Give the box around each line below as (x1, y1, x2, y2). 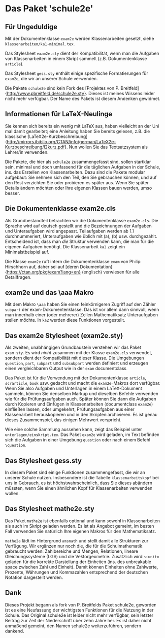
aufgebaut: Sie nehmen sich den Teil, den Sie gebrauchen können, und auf (5, 174, 157, 180)
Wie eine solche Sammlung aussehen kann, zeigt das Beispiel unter (5, 427, 142, 433)
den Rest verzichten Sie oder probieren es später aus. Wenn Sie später (5, 179, 149, 185)
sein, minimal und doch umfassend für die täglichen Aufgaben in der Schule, (5, 164, 161, 170)
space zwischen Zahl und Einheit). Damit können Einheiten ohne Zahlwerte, (5, 564, 158, 570)
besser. (5, 190, 21, 196)
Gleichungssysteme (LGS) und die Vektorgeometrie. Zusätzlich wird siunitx (5, 553, 159, 559)
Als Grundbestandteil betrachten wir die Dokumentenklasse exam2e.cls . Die (5, 217, 159, 223)
